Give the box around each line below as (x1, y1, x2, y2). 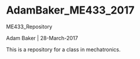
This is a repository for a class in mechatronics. (6, 45, 121, 53)
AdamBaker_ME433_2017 (6, 4, 135, 17)
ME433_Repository (6, 23, 53, 30)
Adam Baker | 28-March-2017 (6, 34, 78, 41)
